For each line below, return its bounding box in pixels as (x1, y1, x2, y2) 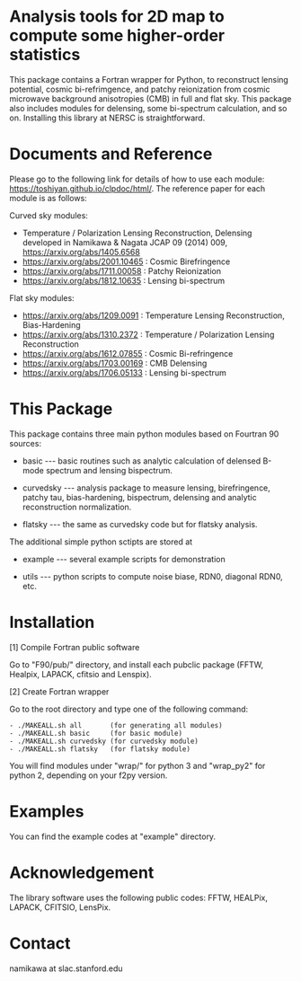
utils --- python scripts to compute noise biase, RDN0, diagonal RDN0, (22, 570, 283, 581)
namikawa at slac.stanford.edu (9, 963, 123, 974)
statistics (9, 45, 81, 65)
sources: (9, 437, 42, 448)
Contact (9, 932, 71, 953)
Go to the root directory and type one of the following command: (9, 703, 249, 714)
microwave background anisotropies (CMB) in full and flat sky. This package (9, 93, 292, 104)
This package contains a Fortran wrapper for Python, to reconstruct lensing (9, 74, 289, 84)
